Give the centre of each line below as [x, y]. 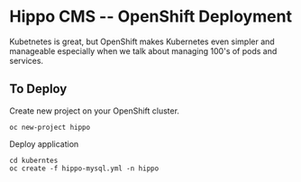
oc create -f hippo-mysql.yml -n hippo [84, 168]
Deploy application [44, 144]
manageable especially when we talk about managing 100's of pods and [143, 50]
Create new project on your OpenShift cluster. [95, 111]
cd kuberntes [34, 160]
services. [26, 60]
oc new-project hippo [50, 127]
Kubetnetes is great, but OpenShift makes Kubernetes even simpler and [142, 41]
